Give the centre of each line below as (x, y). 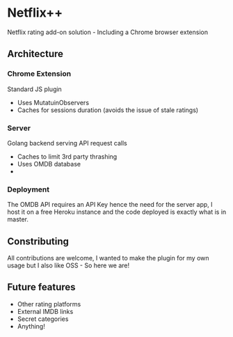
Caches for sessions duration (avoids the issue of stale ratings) (108, 110)
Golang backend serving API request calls (67, 143)
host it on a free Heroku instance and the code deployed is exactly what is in (117, 212)
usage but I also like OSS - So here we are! (69, 265)
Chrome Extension (39, 74)
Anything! (31, 326)
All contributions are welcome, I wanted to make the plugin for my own (109, 258)
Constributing (38, 241)
